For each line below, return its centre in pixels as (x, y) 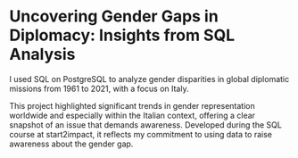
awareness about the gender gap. (71, 144)
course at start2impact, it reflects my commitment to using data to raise (141, 134)
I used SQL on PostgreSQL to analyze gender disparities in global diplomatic (149, 79)
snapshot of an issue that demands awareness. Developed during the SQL (146, 125)
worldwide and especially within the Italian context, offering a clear (132, 115)
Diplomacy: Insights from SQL (122, 35)
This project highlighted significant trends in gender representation (132, 105)
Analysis (42, 54)
